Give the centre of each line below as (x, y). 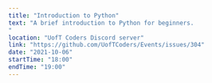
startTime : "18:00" (41, 60)
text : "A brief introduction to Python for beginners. (101, 23)
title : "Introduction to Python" (64, 15)
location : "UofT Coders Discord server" (77, 38)
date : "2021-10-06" (41, 52)
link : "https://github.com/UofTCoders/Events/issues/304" (106, 45)
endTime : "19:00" (37, 67)
